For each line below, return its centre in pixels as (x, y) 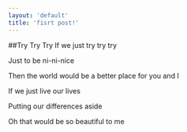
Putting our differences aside (55, 106)
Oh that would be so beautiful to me (66, 121)
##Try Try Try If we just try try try (62, 45)
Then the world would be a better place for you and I (93, 75)
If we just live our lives (45, 90)
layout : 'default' (38, 15)
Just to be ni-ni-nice (41, 60)
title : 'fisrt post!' (44, 23)
